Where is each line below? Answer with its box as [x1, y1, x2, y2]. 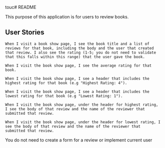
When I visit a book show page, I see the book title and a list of [5, 41, 150, 46]
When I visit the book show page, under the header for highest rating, [5, 102, 159, 107]
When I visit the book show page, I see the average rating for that [5, 63, 152, 68]
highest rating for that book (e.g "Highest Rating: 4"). [5, 80, 127, 85]
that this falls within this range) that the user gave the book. [5, 54, 145, 59]
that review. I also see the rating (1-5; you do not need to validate [5, 50, 156, 55]
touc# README [5, 4, 37, 10]
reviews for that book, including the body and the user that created [5, 46, 154, 51]
